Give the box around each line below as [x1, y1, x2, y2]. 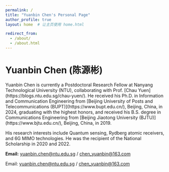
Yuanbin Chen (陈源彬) [5, 65, 103, 76]
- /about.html [10, 41, 40, 46]
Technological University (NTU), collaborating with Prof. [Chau [5, 87, 137, 93]
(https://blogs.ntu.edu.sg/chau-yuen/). [5, 92, 87, 99]
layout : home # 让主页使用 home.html [5, 22, 84, 27]
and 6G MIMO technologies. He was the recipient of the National [5, 135, 142, 141]
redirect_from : [5, 31, 38, 36]
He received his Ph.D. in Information [88, 92, 164, 99]
